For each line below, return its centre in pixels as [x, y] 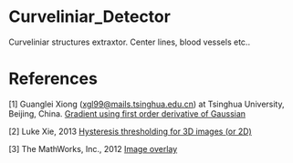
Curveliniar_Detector [89, 17]
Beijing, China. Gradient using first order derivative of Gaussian [127, 113]
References [53, 79]
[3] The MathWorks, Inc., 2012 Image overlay [93, 148]
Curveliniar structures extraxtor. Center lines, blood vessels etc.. [130, 42]
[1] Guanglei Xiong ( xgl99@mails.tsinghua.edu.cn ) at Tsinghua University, [146, 104]
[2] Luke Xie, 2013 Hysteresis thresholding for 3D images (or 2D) [130, 131]
